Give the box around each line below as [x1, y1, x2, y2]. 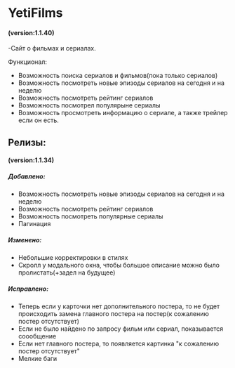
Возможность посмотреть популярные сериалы [18, 212, 163, 221]
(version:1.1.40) [8, 28, 55, 37]
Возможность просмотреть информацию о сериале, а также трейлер [18, 109, 228, 117]
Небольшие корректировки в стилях [18, 254, 128, 262]
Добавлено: [8, 172, 46, 180]
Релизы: [8, 136, 46, 148]
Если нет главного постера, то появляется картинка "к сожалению [18, 339, 220, 348]
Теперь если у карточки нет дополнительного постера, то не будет [18, 302, 220, 310]
